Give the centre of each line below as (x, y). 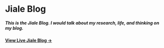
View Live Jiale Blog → (29, 41)
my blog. (14, 28)
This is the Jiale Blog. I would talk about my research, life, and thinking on (82, 23)
